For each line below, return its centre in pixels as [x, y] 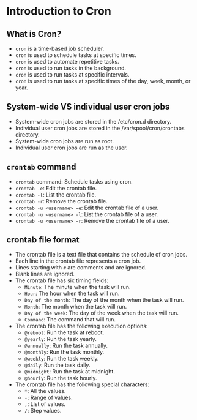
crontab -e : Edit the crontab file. [56, 188]
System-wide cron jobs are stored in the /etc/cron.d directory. [93, 121]
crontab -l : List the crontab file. [56, 195]
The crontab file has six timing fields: [62, 280]
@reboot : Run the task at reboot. [64, 332]
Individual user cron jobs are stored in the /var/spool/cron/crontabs [100, 128]
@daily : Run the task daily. [57, 365]
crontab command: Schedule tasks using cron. [74, 181]
